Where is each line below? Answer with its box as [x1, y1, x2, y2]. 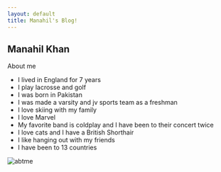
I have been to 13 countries [17, 143, 97, 152]
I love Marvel [17, 113, 55, 122]
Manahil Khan [7, 43, 70, 55]
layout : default [7, 10, 55, 18]
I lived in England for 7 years [17, 76, 102, 84]
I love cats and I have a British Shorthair [17, 128, 134, 137]
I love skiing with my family [17, 105, 97, 114]
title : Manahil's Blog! [7, 17, 78, 24]
